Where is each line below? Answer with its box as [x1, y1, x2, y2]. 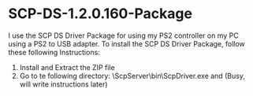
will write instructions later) [19, 79, 108, 89]
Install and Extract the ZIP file [19, 62, 116, 72]
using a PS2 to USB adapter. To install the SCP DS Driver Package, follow [8, 39, 246, 48]
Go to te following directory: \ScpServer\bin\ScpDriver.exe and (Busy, [19, 71, 246, 80]
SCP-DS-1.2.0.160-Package [8, 5, 193, 23]
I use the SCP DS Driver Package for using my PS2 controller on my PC [8, 31, 239, 40]
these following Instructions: [8, 47, 100, 57]
